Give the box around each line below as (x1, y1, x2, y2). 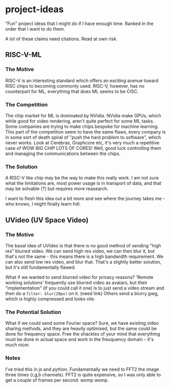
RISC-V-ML (5, 50, 42, 59)
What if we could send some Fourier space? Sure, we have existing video (5, 320, 159, 326)
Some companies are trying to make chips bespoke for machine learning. (5, 123, 159, 130)
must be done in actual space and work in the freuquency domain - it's (5, 337, 154, 343)
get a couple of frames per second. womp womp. (5, 377, 109, 383)
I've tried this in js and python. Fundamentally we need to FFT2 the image (5, 366, 159, 372)
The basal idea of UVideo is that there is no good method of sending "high (5, 242, 161, 248)
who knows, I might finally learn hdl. (5, 201, 81, 207)
